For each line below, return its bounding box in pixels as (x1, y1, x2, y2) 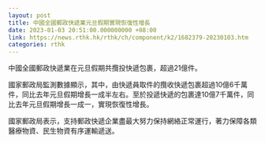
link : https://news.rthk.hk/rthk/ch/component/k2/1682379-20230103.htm (8, 33, 248, 42)
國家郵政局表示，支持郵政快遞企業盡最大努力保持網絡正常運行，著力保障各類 (8, 116, 257, 126)
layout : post (8, 11, 51, 20)
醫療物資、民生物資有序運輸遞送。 (8, 126, 119, 136)
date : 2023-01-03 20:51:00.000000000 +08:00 (8, 26, 157, 34)
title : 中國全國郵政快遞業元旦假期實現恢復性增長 (8, 19, 151, 27)
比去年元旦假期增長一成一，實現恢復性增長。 (8, 100, 154, 109)
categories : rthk (8, 41, 65, 49)
